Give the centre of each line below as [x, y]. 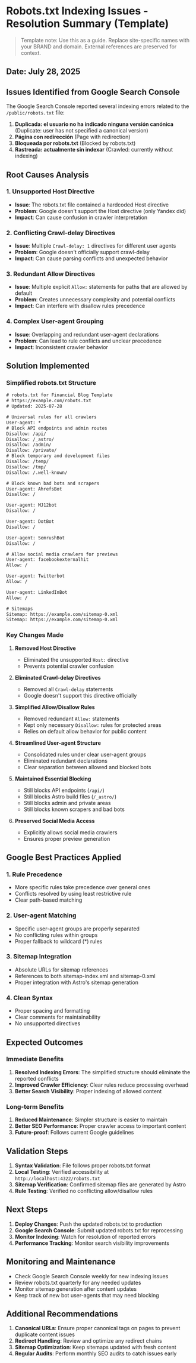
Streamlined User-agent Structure [58, 743]
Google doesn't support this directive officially [80, 695]
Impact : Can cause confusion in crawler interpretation [81, 217]
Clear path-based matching [48, 900]
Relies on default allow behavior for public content [85, 731]
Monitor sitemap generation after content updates [76, 1289]
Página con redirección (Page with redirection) [72, 137]
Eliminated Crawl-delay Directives [58, 677]
